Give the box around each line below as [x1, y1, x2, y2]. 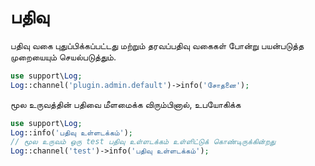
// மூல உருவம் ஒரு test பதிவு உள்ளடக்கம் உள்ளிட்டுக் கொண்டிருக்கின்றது [10, 137, 276, 147]
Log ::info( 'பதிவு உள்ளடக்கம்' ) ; [10, 127, 134, 138]
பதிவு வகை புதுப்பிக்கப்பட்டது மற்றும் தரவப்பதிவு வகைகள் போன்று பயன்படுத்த [10, 39, 305, 51]
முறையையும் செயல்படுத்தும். [10, 51, 117, 63]
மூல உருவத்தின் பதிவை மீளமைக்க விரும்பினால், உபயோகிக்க [10, 98, 242, 110]
